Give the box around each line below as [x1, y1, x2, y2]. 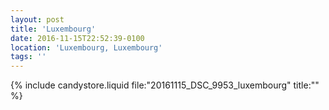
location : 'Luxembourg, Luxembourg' [10, 42, 163, 53]
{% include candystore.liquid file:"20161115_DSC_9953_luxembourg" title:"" [10, 79, 320, 91]
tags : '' [10, 52, 47, 62]
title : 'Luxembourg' [10, 24, 97, 34]
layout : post [10, 14, 65, 25]
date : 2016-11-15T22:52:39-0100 [10, 33, 145, 43]
